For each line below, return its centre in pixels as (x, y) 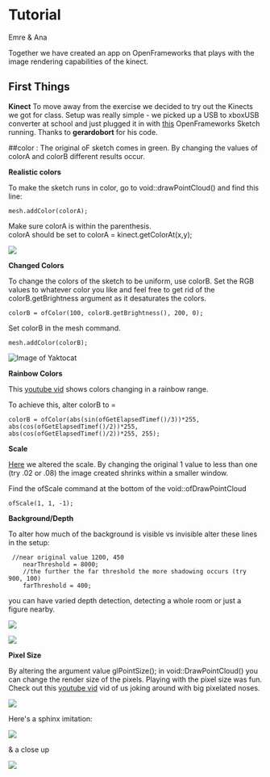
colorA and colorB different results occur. (77, 156)
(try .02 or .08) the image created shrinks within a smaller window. (118, 472)
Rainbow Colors (35, 373)
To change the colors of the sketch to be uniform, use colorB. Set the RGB (131, 281)
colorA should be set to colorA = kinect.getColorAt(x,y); (100, 234)
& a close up (29, 750)
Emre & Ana (28, 37)
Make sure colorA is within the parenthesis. (80, 226)
